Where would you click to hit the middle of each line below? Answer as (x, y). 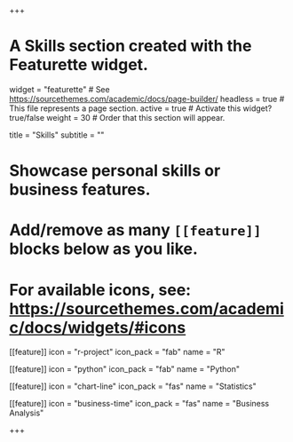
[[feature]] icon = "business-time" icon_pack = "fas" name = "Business (139, 404)
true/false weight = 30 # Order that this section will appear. (117, 117)
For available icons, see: (100, 290)
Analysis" (27, 413)
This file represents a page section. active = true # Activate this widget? (141, 108)
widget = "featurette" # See (59, 89)
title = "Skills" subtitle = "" (57, 135)
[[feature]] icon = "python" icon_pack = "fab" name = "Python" (125, 369)
